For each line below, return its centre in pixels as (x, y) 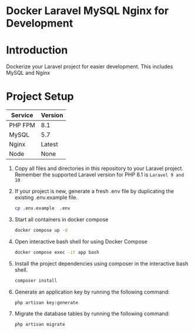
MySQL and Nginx (28, 73)
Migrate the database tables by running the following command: (92, 314)
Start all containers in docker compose (61, 219)
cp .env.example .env (42, 208)
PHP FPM (22, 125)
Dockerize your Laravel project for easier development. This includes (90, 66)
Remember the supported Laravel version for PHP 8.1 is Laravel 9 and (99, 175)
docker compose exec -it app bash (57, 252)
